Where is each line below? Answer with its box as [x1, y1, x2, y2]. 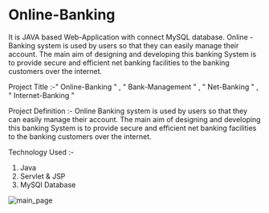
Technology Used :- [8, 147, 75, 157]
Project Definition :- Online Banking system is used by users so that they [8, 106, 247, 116]
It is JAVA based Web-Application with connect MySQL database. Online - [8, 32, 254, 42]
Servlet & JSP [19, 171, 66, 181]
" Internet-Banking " [8, 90, 75, 100]
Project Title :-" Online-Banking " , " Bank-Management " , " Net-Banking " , [8, 82, 259, 92]
